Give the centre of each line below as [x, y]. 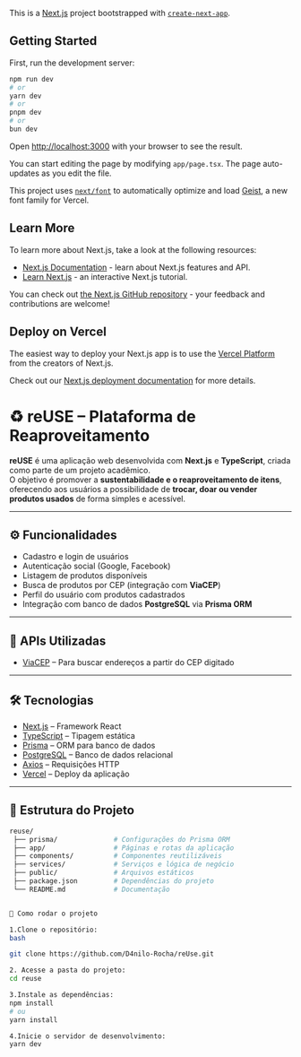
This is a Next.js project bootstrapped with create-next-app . [120, 13]
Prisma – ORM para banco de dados [89, 745]
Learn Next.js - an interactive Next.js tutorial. [105, 276]
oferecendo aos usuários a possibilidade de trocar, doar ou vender [133, 489]
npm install [31, 1003]
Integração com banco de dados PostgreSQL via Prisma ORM [137, 604]
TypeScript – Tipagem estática [79, 735]
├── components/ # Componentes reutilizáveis [117, 856]
